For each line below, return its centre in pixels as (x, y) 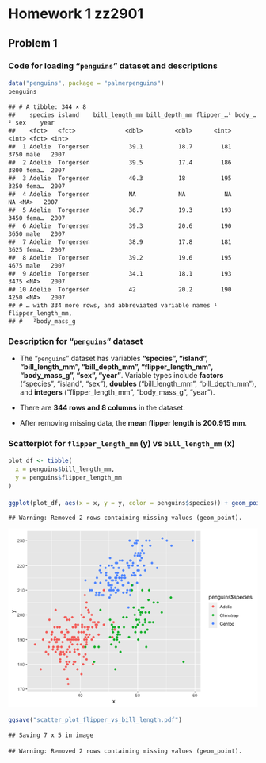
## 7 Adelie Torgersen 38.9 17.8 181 (120, 242)
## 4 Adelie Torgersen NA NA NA (120, 194)
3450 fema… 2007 (37, 218)
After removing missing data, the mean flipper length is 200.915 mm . (133, 422)
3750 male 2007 (37, 154)
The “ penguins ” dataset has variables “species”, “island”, (114, 358)
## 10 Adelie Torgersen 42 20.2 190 (120, 289)
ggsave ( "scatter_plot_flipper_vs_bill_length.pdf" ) (95, 720)
